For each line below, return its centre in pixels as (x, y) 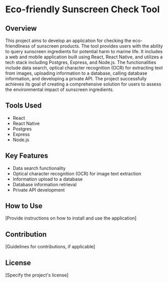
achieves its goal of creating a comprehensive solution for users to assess (83, 84)
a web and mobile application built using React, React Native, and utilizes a (84, 57)
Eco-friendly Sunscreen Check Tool (82, 9)
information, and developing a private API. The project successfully (76, 79)
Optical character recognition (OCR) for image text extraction (77, 173)
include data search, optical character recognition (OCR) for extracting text (84, 68)
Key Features (27, 156)
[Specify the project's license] (37, 275)
